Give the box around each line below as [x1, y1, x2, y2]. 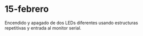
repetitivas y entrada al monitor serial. [4, 25, 82, 31]
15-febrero [4, 3, 49, 15]
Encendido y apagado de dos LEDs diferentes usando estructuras [4, 20, 139, 26]
